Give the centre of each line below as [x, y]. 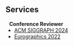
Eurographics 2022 [37, 36]
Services [22, 10]
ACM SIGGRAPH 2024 [41, 30]
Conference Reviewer [36, 24]
